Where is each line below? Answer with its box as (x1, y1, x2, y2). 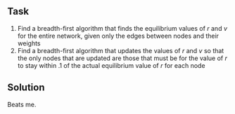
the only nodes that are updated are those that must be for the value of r (17, 54, 227, 62)
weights (17, 38, 41, 48)
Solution (7, 82, 45, 94)
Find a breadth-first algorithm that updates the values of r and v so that (17, 46, 224, 55)
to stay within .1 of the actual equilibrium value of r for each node (17, 61, 205, 69)
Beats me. (7, 100, 37, 108)
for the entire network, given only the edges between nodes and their (17, 31, 220, 40)
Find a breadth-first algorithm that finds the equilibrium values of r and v (17, 24, 227, 32)
